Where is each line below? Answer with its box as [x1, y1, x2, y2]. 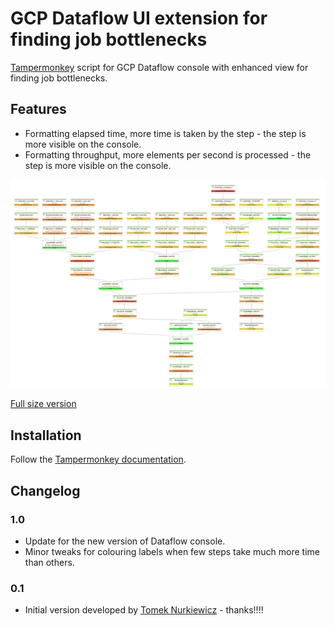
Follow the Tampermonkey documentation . [10, 453, 187, 466]
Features [10, 101, 67, 118]
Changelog [10, 482, 81, 499]
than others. [24, 556, 75, 568]
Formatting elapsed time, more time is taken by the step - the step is [24, 127, 307, 139]
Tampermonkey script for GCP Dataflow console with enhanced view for [10, 61, 309, 73]
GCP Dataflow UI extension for [10, 7, 268, 30]
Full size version [10, 398, 77, 410]
